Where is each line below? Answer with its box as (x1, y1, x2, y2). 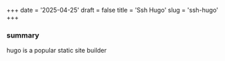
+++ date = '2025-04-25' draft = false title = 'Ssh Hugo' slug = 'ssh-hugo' (6, 6, 219, 14)
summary (6, 31, 39, 40)
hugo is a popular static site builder (6, 46, 107, 55)
